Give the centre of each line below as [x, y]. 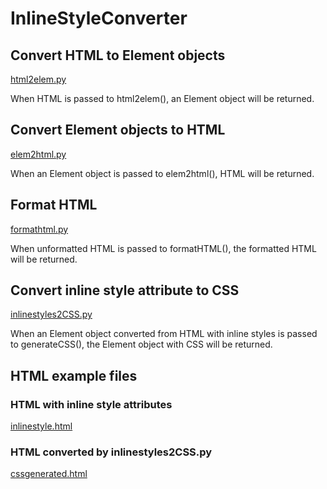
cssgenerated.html [49, 474]
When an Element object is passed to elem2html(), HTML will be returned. [162, 173]
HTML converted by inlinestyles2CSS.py [111, 452]
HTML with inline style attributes [91, 404]
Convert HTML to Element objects [118, 55]
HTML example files [74, 375]
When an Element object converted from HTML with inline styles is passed [164, 334]
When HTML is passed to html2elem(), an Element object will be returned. [162, 98]
